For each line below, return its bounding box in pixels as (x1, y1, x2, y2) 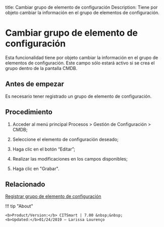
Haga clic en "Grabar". (12, 166, 60, 172)
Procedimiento (5, 108, 53, 116)
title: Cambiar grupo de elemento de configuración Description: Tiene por (5, 5, 158, 10)
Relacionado (5, 180, 45, 188)
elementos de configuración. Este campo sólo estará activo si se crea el (5, 60, 155, 66)
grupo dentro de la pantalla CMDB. (5, 65, 77, 71)
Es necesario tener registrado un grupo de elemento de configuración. (5, 93, 152, 99)
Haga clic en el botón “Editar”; (12, 146, 76, 152)
